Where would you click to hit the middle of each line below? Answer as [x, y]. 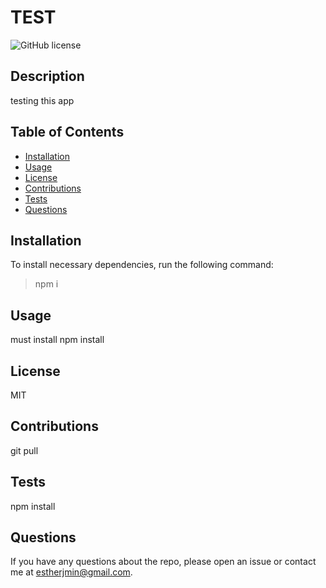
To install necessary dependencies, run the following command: [142, 265]
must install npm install [57, 340]
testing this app [42, 100]
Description [47, 76]
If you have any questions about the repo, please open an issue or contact [163, 562]
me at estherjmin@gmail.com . [71, 572]
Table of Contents [67, 132]
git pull [24, 450]
